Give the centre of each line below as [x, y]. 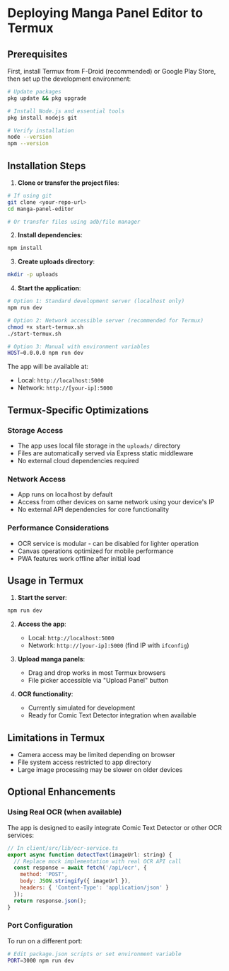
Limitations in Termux [56, 738]
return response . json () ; [50, 901]
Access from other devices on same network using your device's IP [116, 502]
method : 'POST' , [44, 875]
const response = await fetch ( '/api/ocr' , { [80, 868]
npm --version [28, 144]
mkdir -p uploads [33, 275]
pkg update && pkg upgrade [47, 98]
